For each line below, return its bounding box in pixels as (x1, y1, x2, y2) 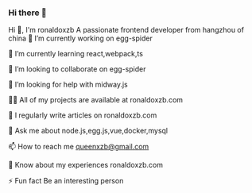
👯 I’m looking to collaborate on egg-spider (8, 64, 146, 74)
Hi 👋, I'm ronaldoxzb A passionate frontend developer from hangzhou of (8, 25, 245, 35)
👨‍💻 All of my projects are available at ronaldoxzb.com (8, 95, 184, 105)
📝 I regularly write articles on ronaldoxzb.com (8, 110, 157, 120)
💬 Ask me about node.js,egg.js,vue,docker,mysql (8, 126, 169, 136)
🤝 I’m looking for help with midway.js (8, 79, 129, 90)
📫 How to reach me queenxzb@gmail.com (8, 142, 149, 152)
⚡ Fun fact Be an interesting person (8, 176, 124, 186)
